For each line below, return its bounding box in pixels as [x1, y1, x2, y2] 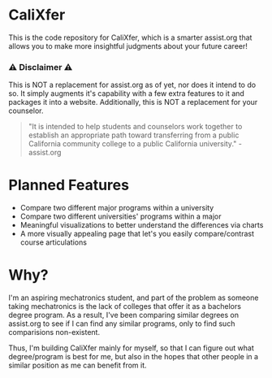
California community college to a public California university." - [28, 139, 242, 149]
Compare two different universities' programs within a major [19, 211, 222, 221]
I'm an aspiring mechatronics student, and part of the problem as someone [8, 293, 259, 302]
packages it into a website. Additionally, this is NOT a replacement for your [8, 98, 258, 107]
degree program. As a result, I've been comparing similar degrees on [8, 311, 240, 320]
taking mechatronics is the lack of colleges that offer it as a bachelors [8, 302, 242, 311]
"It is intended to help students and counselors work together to [28, 122, 243, 132]
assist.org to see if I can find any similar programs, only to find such [8, 319, 235, 328]
